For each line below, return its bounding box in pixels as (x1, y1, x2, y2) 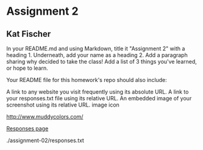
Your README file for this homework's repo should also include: (6, 77, 168, 83)
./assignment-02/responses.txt (6, 137, 84, 144)
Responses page (6, 125, 49, 132)
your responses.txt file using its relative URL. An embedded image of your (6, 95, 192, 102)
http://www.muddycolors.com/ (6, 113, 84, 120)
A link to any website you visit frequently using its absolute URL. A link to (6, 88, 189, 96)
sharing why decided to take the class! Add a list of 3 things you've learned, (6, 58, 197, 65)
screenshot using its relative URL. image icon (6, 101, 120, 108)
